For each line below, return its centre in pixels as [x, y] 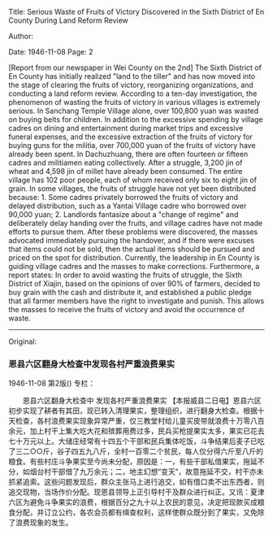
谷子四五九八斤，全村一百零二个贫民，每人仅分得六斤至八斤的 [160, 451]
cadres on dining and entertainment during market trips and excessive [126, 128]
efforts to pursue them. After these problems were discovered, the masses [133, 232]
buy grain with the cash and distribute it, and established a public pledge [130, 292]
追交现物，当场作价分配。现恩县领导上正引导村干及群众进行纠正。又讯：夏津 [136, 492]
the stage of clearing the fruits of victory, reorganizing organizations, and [131, 85]
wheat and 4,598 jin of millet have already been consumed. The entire [126, 171]
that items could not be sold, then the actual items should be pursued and [132, 249]
